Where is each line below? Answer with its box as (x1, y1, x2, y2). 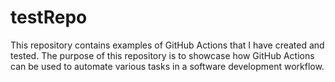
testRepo (10, 6, 88, 29)
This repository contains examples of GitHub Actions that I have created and (10, 39, 325, 51)
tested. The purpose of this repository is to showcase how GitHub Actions (10, 49, 315, 61)
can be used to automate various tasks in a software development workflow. (10, 60, 325, 72)
